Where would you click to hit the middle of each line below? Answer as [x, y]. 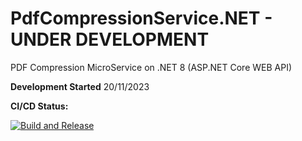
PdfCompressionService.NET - [141, 18]
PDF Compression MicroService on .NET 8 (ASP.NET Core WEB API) [151, 67]
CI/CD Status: [39, 106]
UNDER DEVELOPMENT [110, 39]
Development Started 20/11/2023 [80, 86]
